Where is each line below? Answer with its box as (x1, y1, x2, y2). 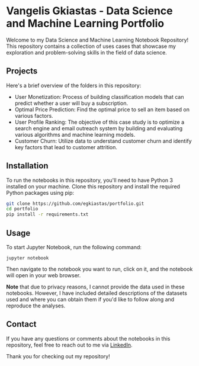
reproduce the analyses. (6, 302, 66, 309)
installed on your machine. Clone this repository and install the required (6, 182, 181, 190)
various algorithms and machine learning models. (14, 131, 136, 138)
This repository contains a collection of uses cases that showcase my (6, 43, 176, 50)
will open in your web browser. (6, 272, 81, 279)
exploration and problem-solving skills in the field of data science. (6, 49, 167, 56)
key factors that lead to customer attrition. (14, 143, 117, 150)
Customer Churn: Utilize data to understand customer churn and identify (14, 137, 192, 145)
